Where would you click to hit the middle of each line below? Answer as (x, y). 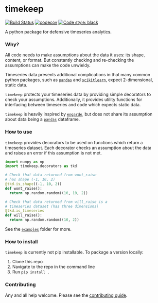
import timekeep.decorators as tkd (41, 166)
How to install (21, 241)
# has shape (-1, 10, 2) (30, 180)
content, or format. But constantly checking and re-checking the (70, 60)
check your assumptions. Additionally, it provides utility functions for (74, 100)
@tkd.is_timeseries (25, 211)
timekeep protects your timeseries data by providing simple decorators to (78, 94)
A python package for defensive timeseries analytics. (58, 32)
